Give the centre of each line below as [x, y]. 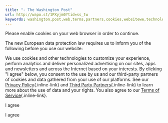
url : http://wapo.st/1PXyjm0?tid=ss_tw [47, 15]
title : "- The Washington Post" [39, 10]
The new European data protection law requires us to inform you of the [78, 43]
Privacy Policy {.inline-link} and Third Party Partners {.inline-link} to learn [79, 85]
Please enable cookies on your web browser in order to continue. [72, 34]
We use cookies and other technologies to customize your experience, [78, 58]
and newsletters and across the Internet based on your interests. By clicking [83, 69]
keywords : [15, 19]
